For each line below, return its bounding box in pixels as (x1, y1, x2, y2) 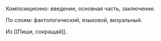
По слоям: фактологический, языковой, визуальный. (5, 17, 143, 23)
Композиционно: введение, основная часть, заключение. (5, 5, 156, 12)
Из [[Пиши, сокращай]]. (5, 28, 67, 35)
